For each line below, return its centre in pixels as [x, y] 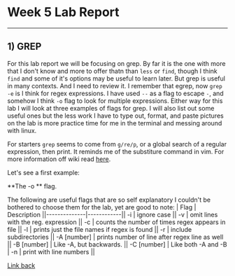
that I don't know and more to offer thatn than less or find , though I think [113, 71]
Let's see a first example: [44, 172]
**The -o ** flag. [32, 186]
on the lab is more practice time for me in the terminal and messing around [115, 123]
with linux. [22, 130]
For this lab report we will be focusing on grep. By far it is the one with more [116, 63]
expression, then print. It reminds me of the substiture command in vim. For [116, 151]
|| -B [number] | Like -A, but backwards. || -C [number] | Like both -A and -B [117, 244]
